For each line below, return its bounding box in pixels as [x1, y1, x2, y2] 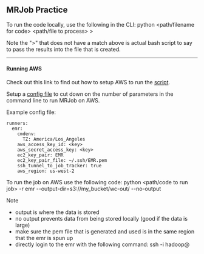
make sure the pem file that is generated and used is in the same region [15, 228, 195, 235]
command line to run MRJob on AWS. [6, 97, 100, 104]
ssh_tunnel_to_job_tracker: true [17, 163, 102, 169]
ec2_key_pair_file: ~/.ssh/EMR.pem [17, 158, 107, 164]
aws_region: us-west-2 [17, 168, 75, 175]
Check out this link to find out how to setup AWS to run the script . [6, 79, 171, 86]
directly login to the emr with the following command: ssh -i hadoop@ [15, 241, 190, 248]
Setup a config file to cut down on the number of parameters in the [6, 90, 174, 98]
